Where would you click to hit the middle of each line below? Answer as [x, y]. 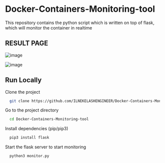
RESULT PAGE [27, 43]
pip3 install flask [29, 138]
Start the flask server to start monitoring [46, 147]
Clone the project [23, 92]
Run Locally [23, 80]
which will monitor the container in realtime [49, 27]
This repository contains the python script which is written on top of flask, [80, 23]
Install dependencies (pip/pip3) [37, 129]
